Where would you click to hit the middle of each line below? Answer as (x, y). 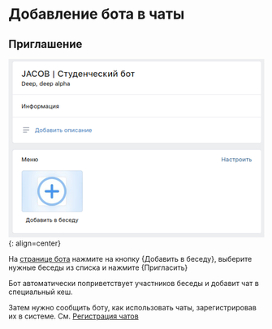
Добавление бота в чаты (97, 14)
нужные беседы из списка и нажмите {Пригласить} (98, 267)
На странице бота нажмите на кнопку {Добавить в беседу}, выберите (130, 258)
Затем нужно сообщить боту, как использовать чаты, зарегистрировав (133, 307)
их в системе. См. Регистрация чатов (74, 316)
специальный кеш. (41, 292)
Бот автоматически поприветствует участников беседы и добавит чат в (134, 283)
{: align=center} (35, 243)
